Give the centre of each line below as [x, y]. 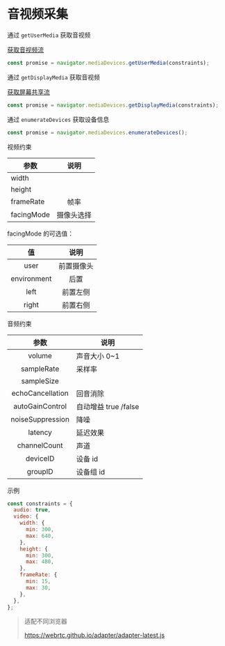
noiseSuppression [40, 419]
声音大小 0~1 [98, 356]
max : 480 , [40, 562]
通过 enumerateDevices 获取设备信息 [58, 119]
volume [40, 355]
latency [40, 432]
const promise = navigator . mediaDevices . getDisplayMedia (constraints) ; [113, 105]
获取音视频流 [25, 49]
